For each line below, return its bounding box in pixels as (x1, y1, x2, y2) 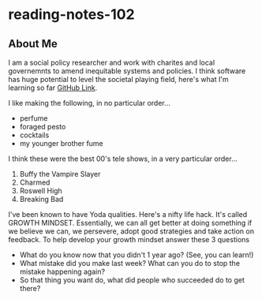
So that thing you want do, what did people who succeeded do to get (19, 275, 245, 285)
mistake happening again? (19, 267, 105, 276)
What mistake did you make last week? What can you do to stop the (19, 259, 241, 267)
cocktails (19, 130, 50, 140)
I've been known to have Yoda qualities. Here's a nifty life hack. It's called (8, 210, 248, 219)
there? (19, 284, 41, 293)
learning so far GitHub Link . (8, 83, 98, 92)
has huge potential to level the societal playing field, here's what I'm (8, 75, 229, 84)
